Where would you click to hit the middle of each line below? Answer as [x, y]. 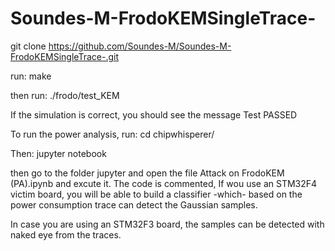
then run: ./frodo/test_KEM [65, 95]
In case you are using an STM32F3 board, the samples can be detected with [167, 224]
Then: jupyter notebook [58, 153]
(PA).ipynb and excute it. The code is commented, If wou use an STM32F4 [164, 183]
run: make [31, 76]
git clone [28, 46]
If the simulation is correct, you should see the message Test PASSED [154, 114]
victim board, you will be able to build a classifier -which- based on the [156, 194]
